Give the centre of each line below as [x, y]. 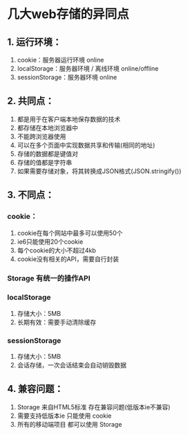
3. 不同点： [31, 195]
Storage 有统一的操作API [49, 278]
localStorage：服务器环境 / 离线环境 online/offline [88, 69]
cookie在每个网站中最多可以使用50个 [70, 233]
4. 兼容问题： [35, 389]
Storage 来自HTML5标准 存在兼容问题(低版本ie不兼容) [94, 407]
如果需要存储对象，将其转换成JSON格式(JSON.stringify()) [99, 171]
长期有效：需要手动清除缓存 [57, 322]
